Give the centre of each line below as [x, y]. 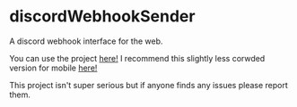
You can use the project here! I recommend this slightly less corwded [137, 58]
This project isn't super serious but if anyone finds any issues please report [149, 85]
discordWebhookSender [102, 16]
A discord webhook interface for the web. [86, 41]
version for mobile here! [53, 68]
